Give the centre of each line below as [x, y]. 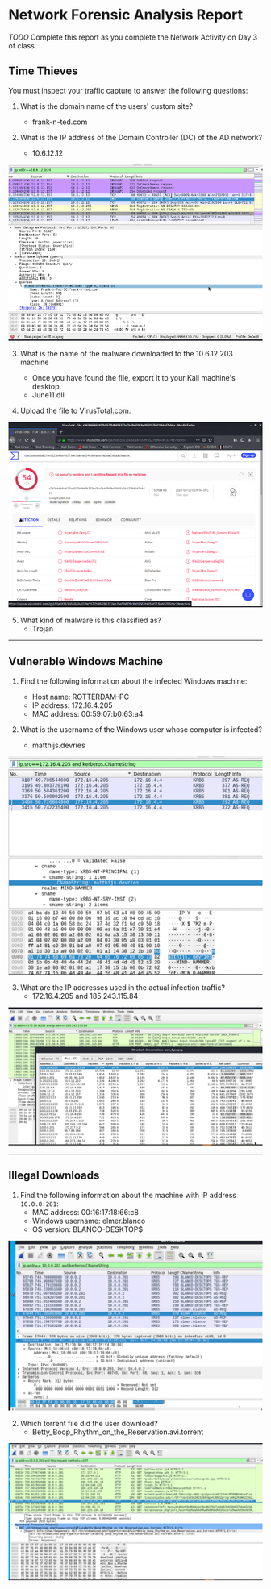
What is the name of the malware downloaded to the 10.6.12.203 [127, 353]
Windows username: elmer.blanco [89, 1221]
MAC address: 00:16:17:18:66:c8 [85, 1212]
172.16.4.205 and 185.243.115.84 [85, 996]
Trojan [43, 628]
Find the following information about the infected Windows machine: [133, 681]
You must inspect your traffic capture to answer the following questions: [128, 90]
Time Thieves [43, 71]
